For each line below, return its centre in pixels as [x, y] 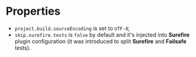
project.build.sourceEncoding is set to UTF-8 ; [72, 28]
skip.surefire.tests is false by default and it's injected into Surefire [102, 34]
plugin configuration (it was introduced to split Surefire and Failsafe [100, 41]
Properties [33, 11]
